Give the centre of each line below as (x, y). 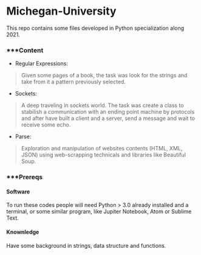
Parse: (23, 137)
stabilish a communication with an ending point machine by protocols (108, 112)
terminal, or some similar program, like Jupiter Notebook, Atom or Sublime (99, 212)
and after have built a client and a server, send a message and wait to (108, 118)
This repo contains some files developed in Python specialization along (95, 28)
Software (18, 191)
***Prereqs (25, 177)
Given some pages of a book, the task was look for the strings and (104, 75)
